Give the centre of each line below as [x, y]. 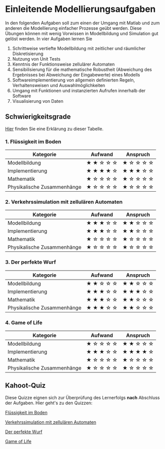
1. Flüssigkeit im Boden [33, 142]
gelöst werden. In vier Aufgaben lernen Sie [49, 39]
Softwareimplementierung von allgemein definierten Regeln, [74, 80]
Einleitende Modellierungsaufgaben [81, 9]
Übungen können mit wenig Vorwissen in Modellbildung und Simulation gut [82, 33]
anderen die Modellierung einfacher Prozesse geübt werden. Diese [74, 28]
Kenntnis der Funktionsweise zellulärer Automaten [63, 64]
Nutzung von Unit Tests [36, 59]
